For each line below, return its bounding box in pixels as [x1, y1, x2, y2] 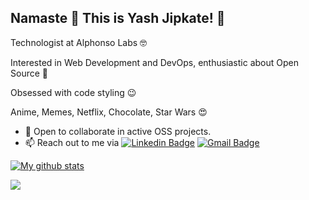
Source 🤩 [10, 67, 48, 79]
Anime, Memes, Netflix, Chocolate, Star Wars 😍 [10, 106, 208, 118]
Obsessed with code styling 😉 [10, 86, 137, 98]
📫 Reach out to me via [24, 136, 120, 148]
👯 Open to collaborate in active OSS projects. [24, 125, 212, 137]
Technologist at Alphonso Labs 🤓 [10, 36, 148, 48]
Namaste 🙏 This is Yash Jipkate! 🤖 [10, 10, 226, 27]
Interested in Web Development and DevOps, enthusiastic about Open [10, 56, 300, 68]
